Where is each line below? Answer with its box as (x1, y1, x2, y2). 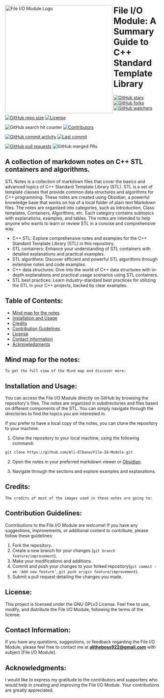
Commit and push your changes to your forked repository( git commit (12, 563, 152, 569)
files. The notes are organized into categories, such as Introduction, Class (5, 205, 155, 211)
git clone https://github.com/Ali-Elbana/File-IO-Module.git (5, 450, 133, 455)
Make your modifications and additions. (12, 558, 92, 564)
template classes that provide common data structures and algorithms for (5, 189, 154, 195)
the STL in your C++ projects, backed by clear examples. (12, 282, 128, 288)
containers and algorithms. (5, 165, 90, 174)
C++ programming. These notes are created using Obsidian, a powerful (5, 194, 150, 200)
